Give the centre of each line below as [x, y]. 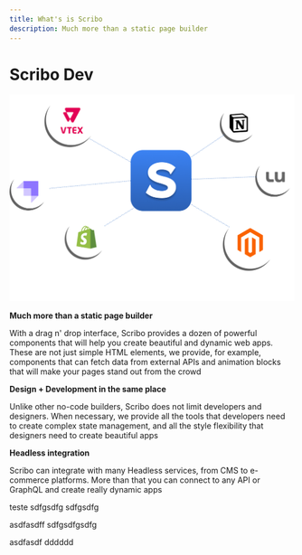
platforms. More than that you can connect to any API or [156, 480]
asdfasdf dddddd [42, 542]
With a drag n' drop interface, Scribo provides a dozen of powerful [133, 334]
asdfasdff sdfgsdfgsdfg [53, 525]
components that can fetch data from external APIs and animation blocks [146, 362]
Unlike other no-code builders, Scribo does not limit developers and [136, 407]
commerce [29, 480]
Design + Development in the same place [88, 390]
